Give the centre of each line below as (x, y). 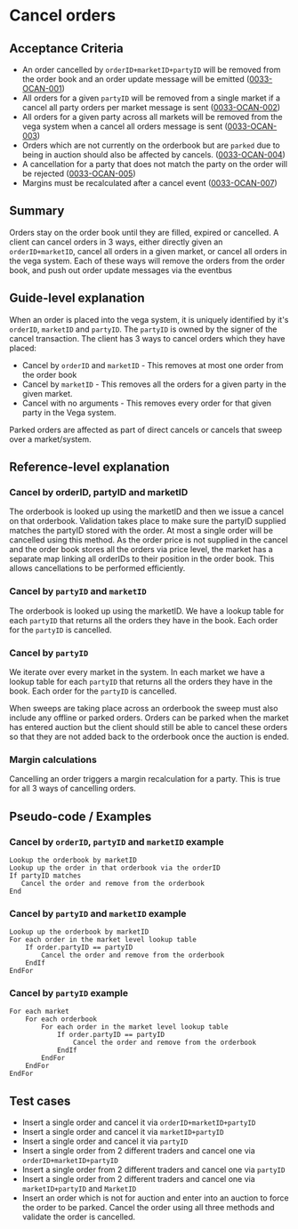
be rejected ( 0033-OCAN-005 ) (79, 173)
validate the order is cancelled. (79, 1217)
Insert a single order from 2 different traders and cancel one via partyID (153, 1169)
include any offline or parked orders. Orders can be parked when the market (149, 718)
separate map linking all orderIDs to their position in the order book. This (142, 559)
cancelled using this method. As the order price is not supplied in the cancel (149, 540)
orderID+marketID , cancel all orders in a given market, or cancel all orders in (148, 251)
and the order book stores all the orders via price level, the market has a (141, 550)
